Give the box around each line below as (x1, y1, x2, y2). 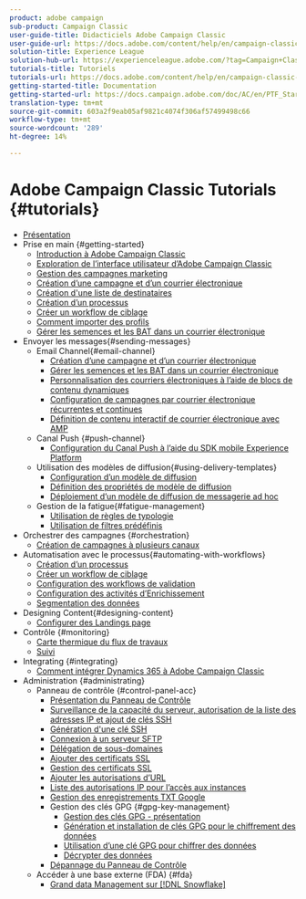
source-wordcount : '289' (9, 124, 104, 133)
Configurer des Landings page (36, 617, 151, 628)
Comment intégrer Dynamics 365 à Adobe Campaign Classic (36, 665, 265, 676)
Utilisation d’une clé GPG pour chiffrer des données (63, 840, 257, 851)
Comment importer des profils (36, 316, 150, 327)
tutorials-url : (9, 73, 67, 82)
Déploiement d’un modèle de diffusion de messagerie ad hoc (49, 490, 280, 502)
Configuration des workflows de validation (36, 578, 196, 589)
